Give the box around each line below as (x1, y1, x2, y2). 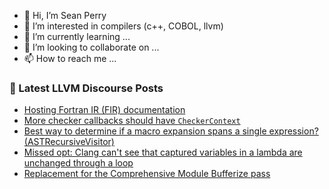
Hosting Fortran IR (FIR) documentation (23, 104, 186, 116)
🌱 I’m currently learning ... (23, 31, 131, 42)
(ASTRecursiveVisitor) (23, 136, 115, 148)
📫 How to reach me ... (23, 53, 117, 64)
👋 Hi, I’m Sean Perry (23, 10, 107, 21)
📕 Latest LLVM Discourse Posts (9, 81, 164, 95)
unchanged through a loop (23, 157, 134, 169)
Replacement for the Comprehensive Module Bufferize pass (23, 168, 271, 180)
